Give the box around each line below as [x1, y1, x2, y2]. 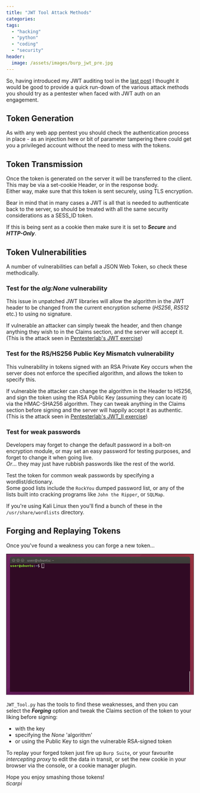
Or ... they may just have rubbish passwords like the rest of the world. [6, 460, 175, 467]
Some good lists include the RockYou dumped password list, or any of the [6, 484, 185, 492]
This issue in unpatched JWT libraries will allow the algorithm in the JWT [6, 298, 185, 305]
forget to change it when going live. [6, 453, 93, 461]
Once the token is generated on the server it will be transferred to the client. [6, 175, 192, 182]
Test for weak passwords [6, 427, 81, 436]
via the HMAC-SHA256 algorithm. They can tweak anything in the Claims [6, 400, 186, 407]
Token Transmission [6, 159, 83, 169]
